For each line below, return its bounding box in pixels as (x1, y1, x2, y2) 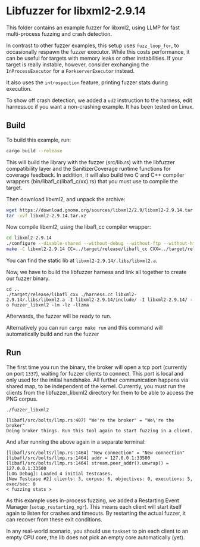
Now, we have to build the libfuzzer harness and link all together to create (6, 269, 187, 275)
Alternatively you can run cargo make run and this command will (6, 324, 163, 331)
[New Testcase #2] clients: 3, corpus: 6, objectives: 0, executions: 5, (6, 476, 193, 482)
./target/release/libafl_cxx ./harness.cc (6, 291, 113, 297)
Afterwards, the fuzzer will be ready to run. (6, 312, 112, 319)
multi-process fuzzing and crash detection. (6, 30, 112, 37)
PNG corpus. (6, 395, 38, 402)
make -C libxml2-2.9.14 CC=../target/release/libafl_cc (6, 246, 148, 252)
